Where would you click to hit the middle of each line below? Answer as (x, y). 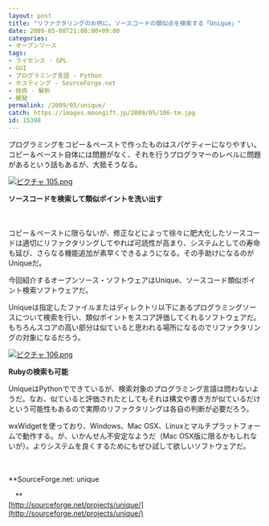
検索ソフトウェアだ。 (57, 290)
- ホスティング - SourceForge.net (62, 83)
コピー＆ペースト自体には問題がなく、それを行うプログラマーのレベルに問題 (135, 154)
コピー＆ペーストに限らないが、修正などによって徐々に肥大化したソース (127, 232)
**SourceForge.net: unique (54, 479)
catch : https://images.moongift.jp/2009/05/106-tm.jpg (102, 113)
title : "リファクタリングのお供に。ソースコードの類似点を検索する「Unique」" (125, 23)
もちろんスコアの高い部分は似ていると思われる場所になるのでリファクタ (128, 327)
